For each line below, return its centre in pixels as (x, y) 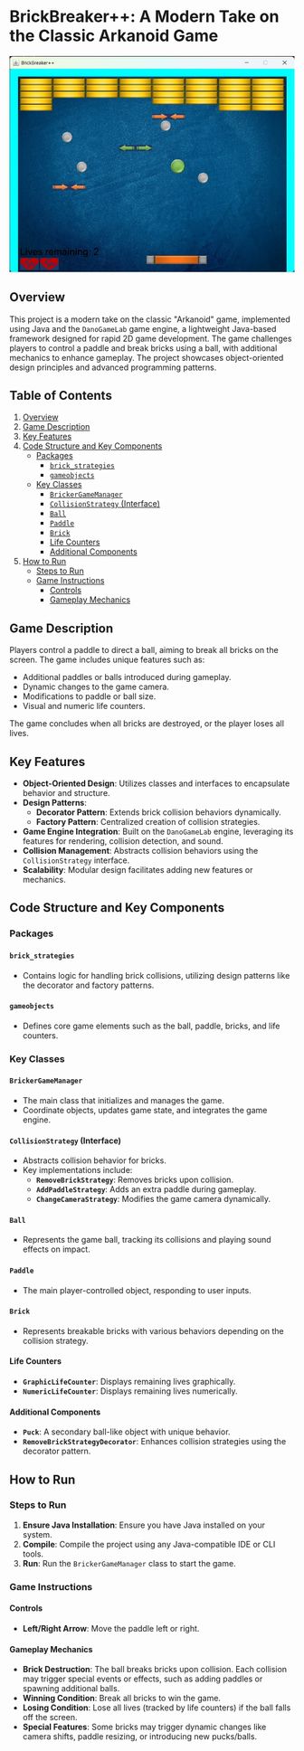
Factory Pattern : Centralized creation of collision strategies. (148, 822)
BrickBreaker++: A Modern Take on (144, 17)
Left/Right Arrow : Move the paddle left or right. (111, 1628)
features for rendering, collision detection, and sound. (123, 841)
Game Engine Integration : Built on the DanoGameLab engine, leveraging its (158, 832)
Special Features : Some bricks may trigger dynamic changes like (144, 1727)
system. (37, 1534)
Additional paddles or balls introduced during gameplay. (127, 677)
